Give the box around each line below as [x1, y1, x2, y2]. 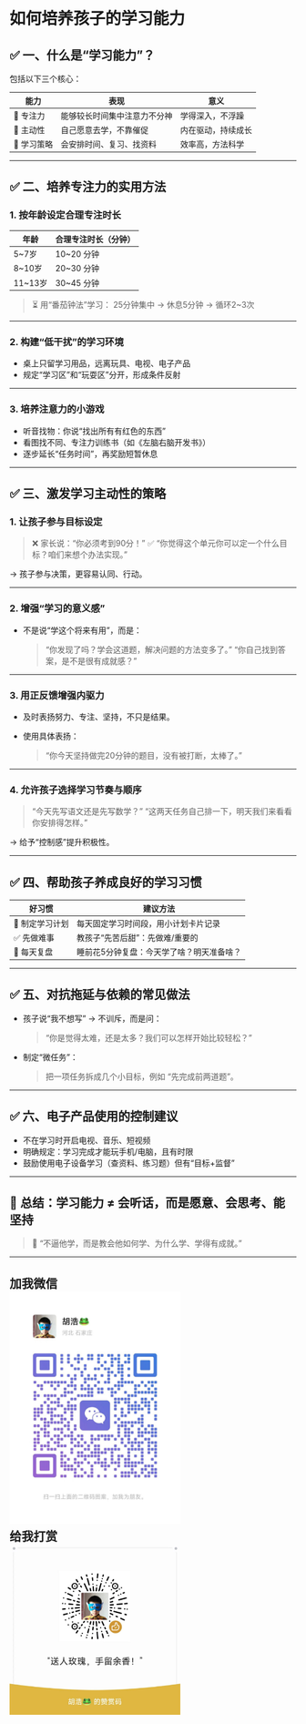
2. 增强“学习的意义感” [9, 602, 106, 615]
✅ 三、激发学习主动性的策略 [9, 486, 167, 502]
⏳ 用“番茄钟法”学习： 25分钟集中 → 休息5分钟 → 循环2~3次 [31, 300, 255, 311]
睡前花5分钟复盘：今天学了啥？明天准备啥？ [76, 946, 242, 957]
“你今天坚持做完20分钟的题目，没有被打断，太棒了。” [45, 750, 243, 761]
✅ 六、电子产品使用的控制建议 [9, 1108, 178, 1125]
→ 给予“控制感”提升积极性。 [9, 837, 115, 848]
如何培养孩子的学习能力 [9, 8, 186, 29]
